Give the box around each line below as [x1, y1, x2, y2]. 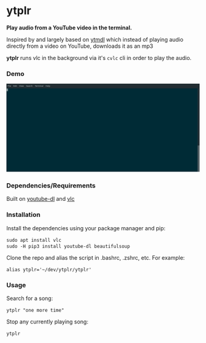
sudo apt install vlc [6, 237, 62, 243]
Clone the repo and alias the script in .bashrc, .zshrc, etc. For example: [6, 254, 185, 261]
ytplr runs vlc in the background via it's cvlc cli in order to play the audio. [6, 54, 192, 61]
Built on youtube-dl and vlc [6, 195, 75, 203]
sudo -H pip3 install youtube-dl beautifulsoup [6, 243, 131, 249]
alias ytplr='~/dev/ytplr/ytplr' [6, 266, 92, 273]
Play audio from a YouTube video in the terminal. [6, 24, 132, 31]
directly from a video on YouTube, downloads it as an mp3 [6, 42, 153, 50]
